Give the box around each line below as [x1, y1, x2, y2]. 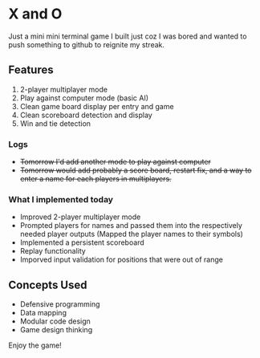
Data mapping [19, 308, 67, 318]
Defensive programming [19, 299, 100, 309]
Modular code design [19, 316, 91, 326]
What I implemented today [8, 193, 114, 205]
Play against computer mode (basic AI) [19, 93, 149, 103]
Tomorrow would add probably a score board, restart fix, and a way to [19, 165, 252, 175]
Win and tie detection [19, 118, 91, 128]
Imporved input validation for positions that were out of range [19, 254, 223, 265]
